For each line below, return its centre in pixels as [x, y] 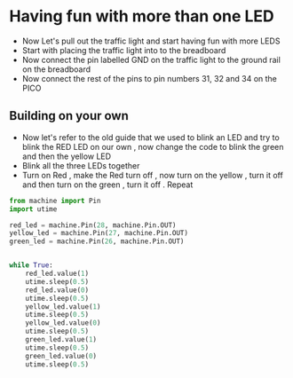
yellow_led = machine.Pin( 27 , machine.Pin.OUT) [99, 233]
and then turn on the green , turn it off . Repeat [107, 185]
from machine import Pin [55, 201]
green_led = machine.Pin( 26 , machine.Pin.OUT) [97, 241]
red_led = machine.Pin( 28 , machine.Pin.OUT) [93, 225]
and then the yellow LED [67, 156]
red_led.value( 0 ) [57, 290]
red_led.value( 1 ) [57, 273]
